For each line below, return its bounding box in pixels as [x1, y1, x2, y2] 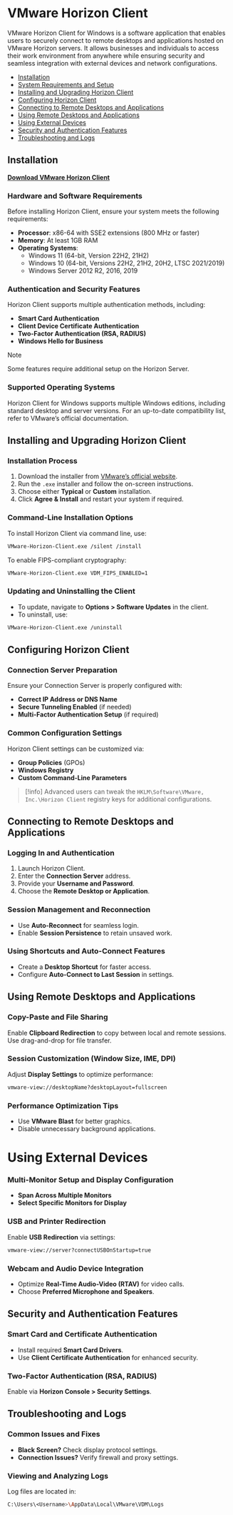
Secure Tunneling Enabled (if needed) [17, 703, 132, 711]
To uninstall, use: [17, 610, 68, 619]
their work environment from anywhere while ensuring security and [7, 51, 205, 60]
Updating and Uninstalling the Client [7, 587, 135, 597]
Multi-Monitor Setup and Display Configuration [7, 1175, 174, 1185]
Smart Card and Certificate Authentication [7, 1329, 157, 1339]
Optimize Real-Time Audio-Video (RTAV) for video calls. [17, 1280, 185, 1288]
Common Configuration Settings [7, 728, 123, 738]
